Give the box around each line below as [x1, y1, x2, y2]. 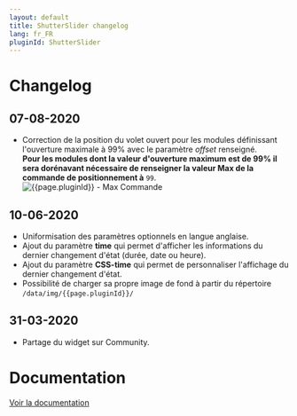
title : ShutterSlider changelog [9, 21, 129, 30]
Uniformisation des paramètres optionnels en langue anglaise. [21, 232, 249, 242]
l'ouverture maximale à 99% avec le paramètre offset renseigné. [21, 144, 257, 155]
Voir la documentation [9, 396, 90, 408]
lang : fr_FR [9, 29, 53, 38]
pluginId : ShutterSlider [9, 37, 101, 47]
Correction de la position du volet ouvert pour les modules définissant [21, 135, 277, 145]
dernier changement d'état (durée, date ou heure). [21, 250, 207, 261]
